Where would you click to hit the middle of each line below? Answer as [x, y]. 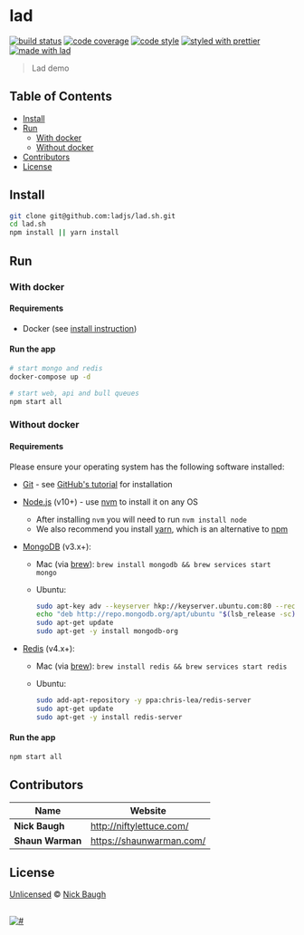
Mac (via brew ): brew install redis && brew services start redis [161, 666]
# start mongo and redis [56, 368]
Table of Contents [61, 96]
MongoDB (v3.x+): [57, 546]
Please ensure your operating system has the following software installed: [147, 467]
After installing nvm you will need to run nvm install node [141, 519]
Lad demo [50, 68]
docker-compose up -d [50, 377]
